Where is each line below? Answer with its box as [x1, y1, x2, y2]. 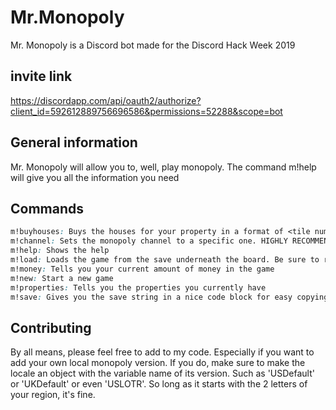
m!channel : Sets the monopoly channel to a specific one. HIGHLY [10, 236, 288, 246]
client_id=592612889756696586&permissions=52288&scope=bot [10, 105, 283, 117]
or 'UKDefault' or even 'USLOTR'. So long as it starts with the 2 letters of [10, 378, 308, 390]
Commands [10, 200, 85, 217]
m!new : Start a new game [10, 273, 114, 283]
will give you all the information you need [10, 171, 180, 183]
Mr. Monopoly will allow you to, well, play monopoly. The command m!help [10, 161, 317, 173]
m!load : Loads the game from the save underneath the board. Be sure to [10, 255, 320, 265]
